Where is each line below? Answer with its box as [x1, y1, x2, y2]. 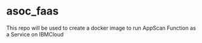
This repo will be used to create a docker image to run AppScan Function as [6, 24, 196, 31]
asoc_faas [6, 4, 59, 18]
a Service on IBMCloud [6, 30, 64, 38]
